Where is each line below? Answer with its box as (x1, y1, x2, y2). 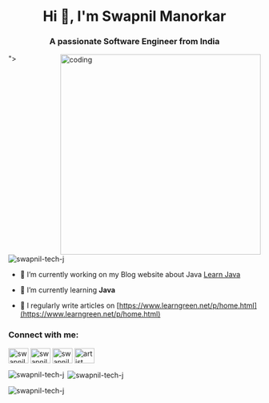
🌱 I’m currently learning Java (19, 285, 116, 295)
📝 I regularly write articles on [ (19, 300, 120, 311)
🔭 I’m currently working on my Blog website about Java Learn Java (19, 270, 241, 280)
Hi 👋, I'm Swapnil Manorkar (42, 7, 227, 26)
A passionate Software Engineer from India (49, 36, 220, 47)
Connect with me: (8, 329, 79, 341)
